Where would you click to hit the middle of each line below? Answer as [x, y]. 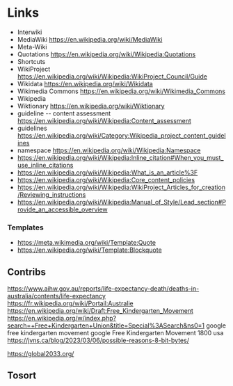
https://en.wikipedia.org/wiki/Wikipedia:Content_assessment [104, 120]
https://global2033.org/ [41, 354]
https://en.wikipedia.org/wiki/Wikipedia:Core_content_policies [106, 179]
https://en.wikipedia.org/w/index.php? [62, 319]
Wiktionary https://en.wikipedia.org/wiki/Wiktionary [91, 106]
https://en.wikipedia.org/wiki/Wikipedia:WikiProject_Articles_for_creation [121, 187]
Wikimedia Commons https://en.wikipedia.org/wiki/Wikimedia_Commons [121, 91]
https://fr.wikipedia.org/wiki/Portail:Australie [70, 303]
